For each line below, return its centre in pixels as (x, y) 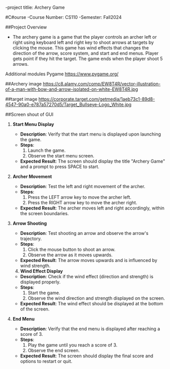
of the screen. (35, 309)
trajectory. (31, 239)
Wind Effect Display (42, 271)
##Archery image (24, 84)
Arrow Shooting (30, 223)
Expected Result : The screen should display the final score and (87, 356)
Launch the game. (47, 150)
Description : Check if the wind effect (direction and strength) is (87, 276)
